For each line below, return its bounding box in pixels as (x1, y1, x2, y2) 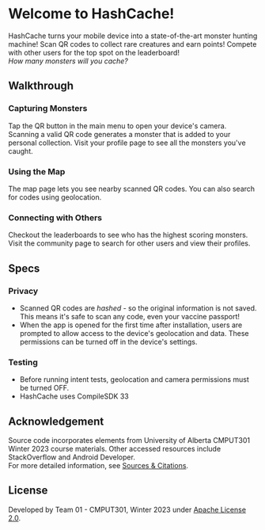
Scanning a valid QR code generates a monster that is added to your (8, 129, 231, 139)
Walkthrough (8, 79, 74, 93)
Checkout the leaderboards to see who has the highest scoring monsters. (8, 231, 248, 240)
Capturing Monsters (8, 103, 88, 114)
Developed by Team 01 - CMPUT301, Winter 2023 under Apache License (8, 505, 247, 514)
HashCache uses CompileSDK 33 (19, 391, 129, 401)
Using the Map (8, 166, 66, 177)
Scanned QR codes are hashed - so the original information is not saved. (19, 303, 257, 313)
